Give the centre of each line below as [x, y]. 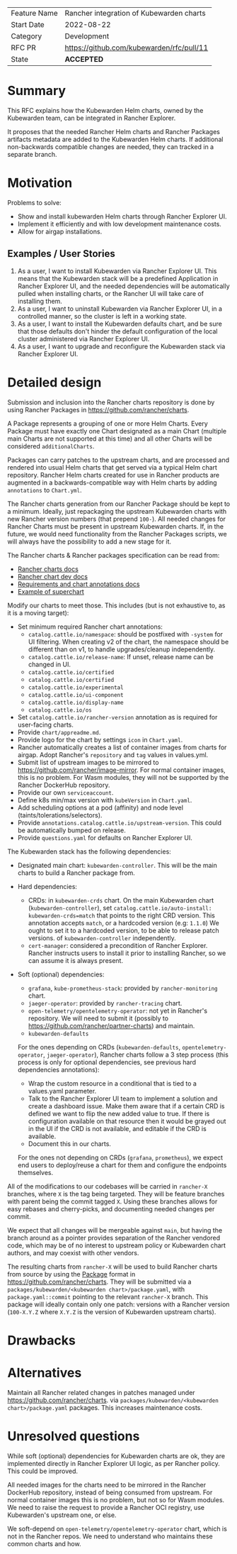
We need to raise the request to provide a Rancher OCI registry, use [106, 1507]
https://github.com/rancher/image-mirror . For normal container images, [121, 770]
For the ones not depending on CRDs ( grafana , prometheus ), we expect [120, 1157]
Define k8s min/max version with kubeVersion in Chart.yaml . [105, 800]
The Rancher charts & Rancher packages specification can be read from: [114, 555]
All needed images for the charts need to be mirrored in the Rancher [107, 1484]
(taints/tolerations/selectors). [60, 815]
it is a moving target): [38, 612]
